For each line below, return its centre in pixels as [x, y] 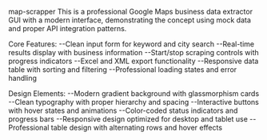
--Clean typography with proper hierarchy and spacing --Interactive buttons [134, 102]
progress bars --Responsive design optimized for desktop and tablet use [128, 119]
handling [23, 78]
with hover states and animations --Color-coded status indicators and [123, 110]
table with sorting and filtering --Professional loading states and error [123, 70]
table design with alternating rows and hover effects [136, 128]
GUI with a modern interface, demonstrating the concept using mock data [130, 20]
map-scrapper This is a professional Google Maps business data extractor [131, 12]
